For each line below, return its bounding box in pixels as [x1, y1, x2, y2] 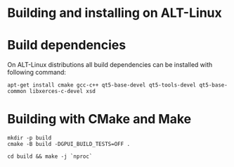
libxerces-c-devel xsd [29, 88, 96, 95]
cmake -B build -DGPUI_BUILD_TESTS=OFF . [7, 141, 131, 148]
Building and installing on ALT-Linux [7, 5, 223, 21]
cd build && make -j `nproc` [7, 153, 93, 160]
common [7, 88, 27, 95]
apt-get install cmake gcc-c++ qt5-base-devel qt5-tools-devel [7, 82, 197, 89]
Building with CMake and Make [7, 111, 192, 128]
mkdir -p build [7, 135, 52, 142]
